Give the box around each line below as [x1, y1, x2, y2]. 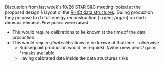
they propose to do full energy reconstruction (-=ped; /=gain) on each [5, 15, 146, 20]
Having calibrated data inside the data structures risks [19, 55, 128, 61]
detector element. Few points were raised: [5, 20, 90, 25]
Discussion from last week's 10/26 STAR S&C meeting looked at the [5, 4, 141, 10]
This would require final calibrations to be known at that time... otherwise [12, 40, 159, 45]
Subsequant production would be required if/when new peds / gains [19, 45, 157, 50]
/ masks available [19, 50, 55, 56]
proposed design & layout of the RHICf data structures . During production [5, 9, 153, 15]
